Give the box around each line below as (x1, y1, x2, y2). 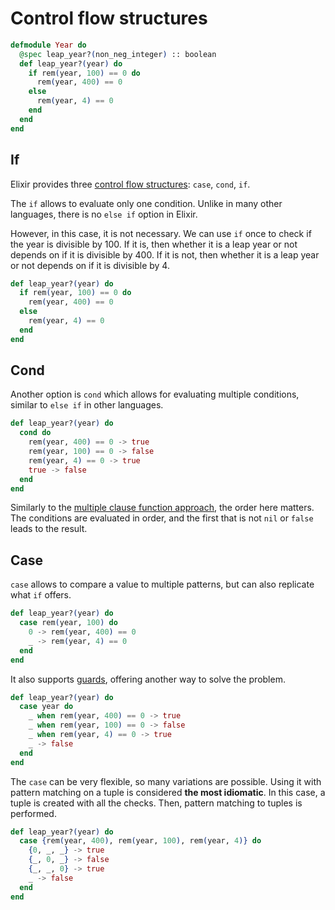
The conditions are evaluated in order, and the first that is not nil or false (10, 512, 314, 524)
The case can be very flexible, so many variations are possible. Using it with (10, 775, 322, 787)
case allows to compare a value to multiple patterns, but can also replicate (10, 578, 315, 591)
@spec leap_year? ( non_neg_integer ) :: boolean (19, 49, 217, 59)
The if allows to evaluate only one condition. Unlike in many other (10, 197, 283, 209)
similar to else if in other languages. (10, 399, 164, 411)
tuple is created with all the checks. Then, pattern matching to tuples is (10, 797, 303, 809)
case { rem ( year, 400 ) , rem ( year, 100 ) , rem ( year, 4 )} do (19, 836, 262, 846)
